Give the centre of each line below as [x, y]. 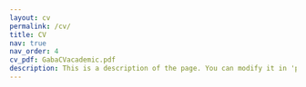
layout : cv [30, 18]
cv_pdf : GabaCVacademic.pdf [63, 60]
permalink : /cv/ [40, 26]
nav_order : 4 [34, 52]
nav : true [28, 43]
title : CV [28, 34]
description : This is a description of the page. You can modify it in [148, 69]
